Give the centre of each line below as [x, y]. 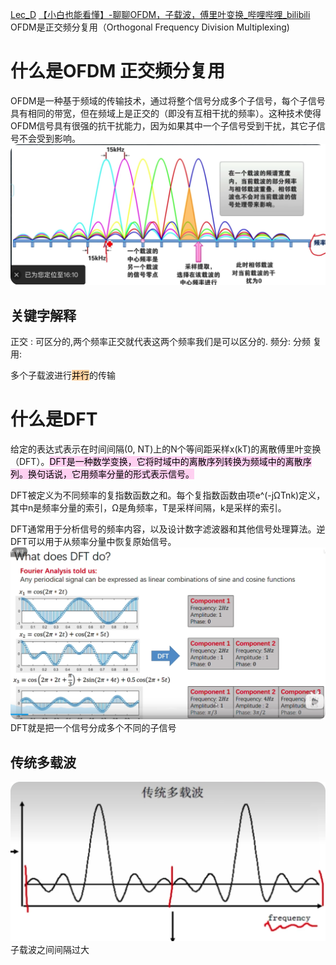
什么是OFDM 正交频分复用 [117, 71]
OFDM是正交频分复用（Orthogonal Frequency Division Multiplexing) [150, 27]
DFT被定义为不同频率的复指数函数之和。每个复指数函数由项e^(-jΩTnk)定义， [168, 495]
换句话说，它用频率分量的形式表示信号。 [111, 474]
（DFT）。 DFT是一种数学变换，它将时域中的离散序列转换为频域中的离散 [156, 462]
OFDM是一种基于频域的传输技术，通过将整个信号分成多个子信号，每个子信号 [168, 100]
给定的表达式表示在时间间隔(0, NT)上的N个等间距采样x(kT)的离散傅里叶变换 [166, 449]
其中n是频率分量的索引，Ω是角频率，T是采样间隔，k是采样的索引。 [148, 508]
